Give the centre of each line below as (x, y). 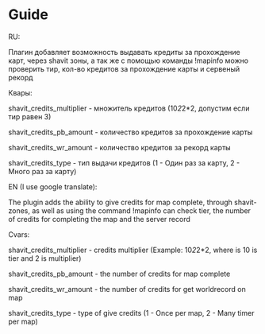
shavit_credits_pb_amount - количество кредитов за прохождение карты (131, 132)
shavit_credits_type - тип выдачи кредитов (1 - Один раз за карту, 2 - (124, 163)
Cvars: (19, 234)
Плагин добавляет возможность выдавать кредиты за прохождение (124, 52)
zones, (19, 210)
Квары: (21, 92)
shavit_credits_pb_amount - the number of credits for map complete (119, 274)
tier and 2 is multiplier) (45, 258)
